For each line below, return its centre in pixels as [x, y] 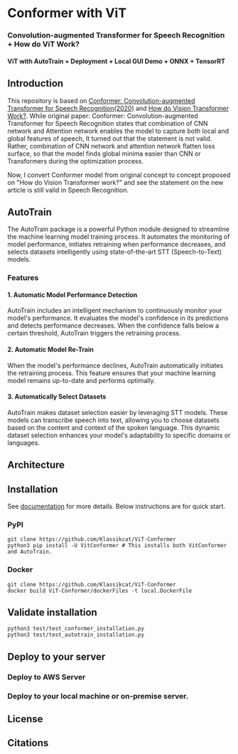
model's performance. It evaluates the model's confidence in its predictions [118, 318]
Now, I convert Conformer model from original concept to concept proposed [119, 175]
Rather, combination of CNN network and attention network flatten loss [111, 146]
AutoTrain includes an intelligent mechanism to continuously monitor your [115, 311]
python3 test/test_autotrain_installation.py [76, 635]
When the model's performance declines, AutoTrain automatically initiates [115, 365]
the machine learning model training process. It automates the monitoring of [119, 237]
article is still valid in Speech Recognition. [68, 190]
